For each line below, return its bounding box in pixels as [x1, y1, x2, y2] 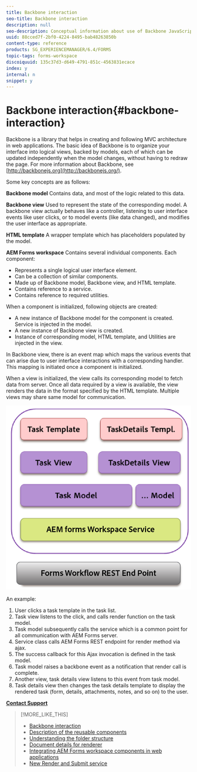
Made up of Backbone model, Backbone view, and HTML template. [14, 279, 176, 287]
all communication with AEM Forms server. [14, 632, 118, 639]
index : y [6, 65, 28, 71]
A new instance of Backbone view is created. [14, 327, 124, 334]
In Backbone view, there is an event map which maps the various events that [6, 351, 191, 358]
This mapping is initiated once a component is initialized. [6, 364, 143, 371]
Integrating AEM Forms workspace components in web [29, 747, 162, 754]
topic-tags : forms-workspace [6, 53, 77, 59]
